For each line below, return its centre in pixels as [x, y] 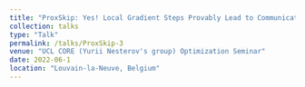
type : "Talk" [34, 34]
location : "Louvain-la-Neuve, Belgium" [85, 69]
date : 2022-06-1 [40, 60]
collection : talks [44, 26]
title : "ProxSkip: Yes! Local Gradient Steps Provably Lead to [132, 18]
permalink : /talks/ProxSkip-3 [67, 43]
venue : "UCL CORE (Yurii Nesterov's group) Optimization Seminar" [138, 52]
